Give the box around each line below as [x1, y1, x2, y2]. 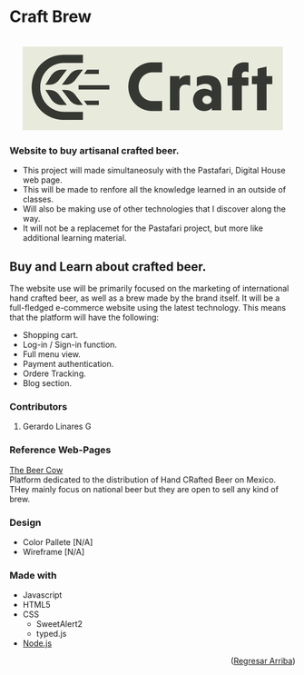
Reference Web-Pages [9, 443, 112, 456]
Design [9, 516, 42, 529]
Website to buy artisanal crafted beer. [9, 144, 180, 156]
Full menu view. [22, 349, 82, 360]
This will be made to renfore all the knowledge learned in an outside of [22, 184, 287, 195]
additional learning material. [22, 233, 127, 243]
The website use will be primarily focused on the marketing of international [9, 283, 289, 294]
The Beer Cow [9, 464, 64, 475]
